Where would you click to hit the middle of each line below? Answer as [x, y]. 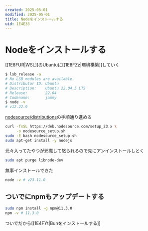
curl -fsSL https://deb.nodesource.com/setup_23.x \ [61, 126]
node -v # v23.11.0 [25, 180]
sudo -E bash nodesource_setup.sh [41, 135]
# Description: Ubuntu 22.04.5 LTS [45, 88]
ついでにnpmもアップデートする [55, 196]
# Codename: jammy [31, 97]
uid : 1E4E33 [17, 24]
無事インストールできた [29, 170]
